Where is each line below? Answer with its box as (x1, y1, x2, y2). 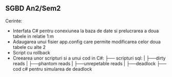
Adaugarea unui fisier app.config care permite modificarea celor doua (12, 38, 161, 45)
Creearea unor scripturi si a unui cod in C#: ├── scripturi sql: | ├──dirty (12, 55, 166, 61)
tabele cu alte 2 (12, 44, 46, 50)
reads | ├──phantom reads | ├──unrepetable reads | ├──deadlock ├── (12, 60, 167, 66)
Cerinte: (5, 17, 23, 24)
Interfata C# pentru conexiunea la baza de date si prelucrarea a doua (12, 28, 159, 34)
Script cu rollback (12, 49, 50, 55)
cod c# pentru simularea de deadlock (12, 66, 92, 72)
